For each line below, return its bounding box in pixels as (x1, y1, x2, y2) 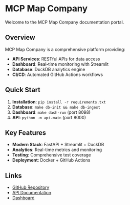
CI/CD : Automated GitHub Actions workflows (12, 72, 103, 77)
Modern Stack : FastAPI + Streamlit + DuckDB (12, 142, 104, 148)
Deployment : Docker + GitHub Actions (12, 157, 90, 163)
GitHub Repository (12, 184, 50, 190)
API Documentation (12, 190, 51, 196)
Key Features (5, 128, 46, 137)
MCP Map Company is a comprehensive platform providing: (5, 46, 126, 52)
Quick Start (5, 86, 41, 94)
